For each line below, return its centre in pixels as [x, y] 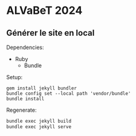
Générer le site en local [50, 33]
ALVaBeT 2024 [44, 11]
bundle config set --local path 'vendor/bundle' [69, 94]
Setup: [15, 77]
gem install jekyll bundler [42, 88]
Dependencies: [25, 47]
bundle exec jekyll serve [39, 127]
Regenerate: [21, 110]
